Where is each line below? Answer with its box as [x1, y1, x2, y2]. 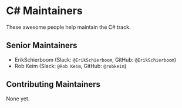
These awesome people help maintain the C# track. [6, 23, 131, 31]
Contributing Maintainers [6, 79, 101, 89]
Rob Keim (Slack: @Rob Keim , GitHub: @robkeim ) [14, 62, 127, 69]
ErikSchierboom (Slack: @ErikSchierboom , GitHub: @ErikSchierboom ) [14, 56, 177, 63]
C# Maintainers [6, 4, 83, 18]
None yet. [6, 95, 30, 102]
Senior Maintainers [6, 41, 77, 50]
